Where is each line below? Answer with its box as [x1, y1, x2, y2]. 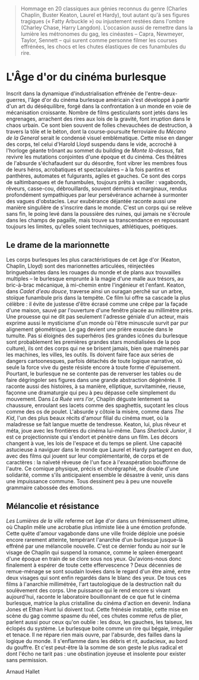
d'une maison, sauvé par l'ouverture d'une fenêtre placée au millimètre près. [6, 306, 194, 313]
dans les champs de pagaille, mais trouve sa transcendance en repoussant [6, 216, 189, 223]
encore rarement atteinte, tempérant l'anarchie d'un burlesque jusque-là [6, 536, 183, 543]
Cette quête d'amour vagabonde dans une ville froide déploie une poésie [6, 530, 185, 537]
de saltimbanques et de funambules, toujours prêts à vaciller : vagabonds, [6, 178, 188, 185]
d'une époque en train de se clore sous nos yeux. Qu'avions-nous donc [6, 555, 182, 562]
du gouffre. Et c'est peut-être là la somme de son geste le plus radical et [6, 644, 183, 651]
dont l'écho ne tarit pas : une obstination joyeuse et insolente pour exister [6, 650, 186, 657]
